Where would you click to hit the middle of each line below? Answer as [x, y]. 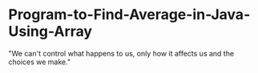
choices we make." [39, 62]
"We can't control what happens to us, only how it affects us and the [121, 53]
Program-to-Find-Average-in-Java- [129, 15]
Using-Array [50, 31]
